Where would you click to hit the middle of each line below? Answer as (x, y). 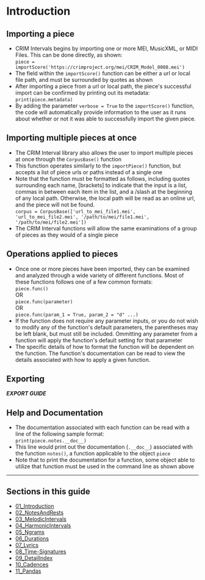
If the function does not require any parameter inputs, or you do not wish (106, 321)
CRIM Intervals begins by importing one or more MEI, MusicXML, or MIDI (106, 48)
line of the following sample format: (60, 434)
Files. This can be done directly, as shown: (69, 55)
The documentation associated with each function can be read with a (103, 428)
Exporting (25, 379)
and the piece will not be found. (55, 204)
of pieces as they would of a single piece (67, 235)
